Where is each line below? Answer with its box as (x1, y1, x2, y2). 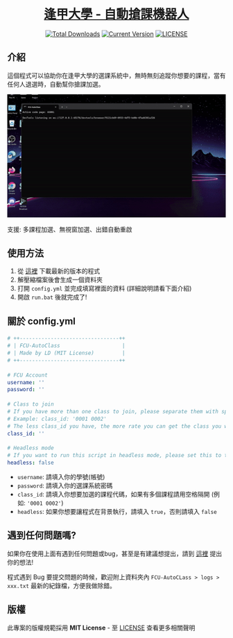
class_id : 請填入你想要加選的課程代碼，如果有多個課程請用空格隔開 (17, 490, 210, 499)
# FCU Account (7, 372, 49, 379)
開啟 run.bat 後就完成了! (17, 293, 87, 302)
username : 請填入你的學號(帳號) (17, 473, 105, 481)
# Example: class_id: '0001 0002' (7, 415, 107, 422)
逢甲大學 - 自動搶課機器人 (44, 6, 189, 22)
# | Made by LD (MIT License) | (7, 350, 126, 357)
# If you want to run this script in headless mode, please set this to (7, 452, 222, 459)
